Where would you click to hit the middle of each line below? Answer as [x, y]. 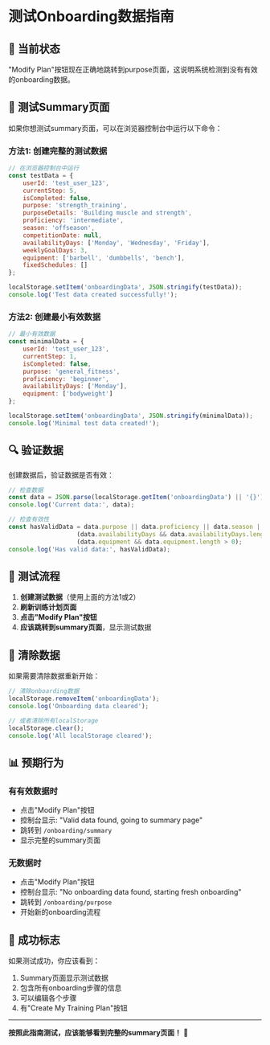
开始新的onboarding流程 [60, 912]
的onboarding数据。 [41, 80]
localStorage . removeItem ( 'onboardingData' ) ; [84, 699]
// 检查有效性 [29, 519]
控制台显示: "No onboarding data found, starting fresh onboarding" [131, 892]
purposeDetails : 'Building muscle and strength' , [108, 213]
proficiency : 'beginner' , [66, 379]
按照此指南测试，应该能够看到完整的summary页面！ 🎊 [98, 1033]
